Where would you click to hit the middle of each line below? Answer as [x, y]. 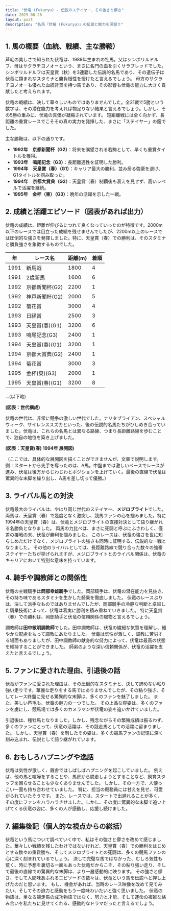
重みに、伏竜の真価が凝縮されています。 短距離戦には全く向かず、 [91, 115]
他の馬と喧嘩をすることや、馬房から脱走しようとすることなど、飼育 [86, 777]
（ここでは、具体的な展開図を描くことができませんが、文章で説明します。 [83, 459]
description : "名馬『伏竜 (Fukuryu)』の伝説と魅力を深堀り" [64, 24]
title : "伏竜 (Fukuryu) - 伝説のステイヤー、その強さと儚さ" [65, 10]
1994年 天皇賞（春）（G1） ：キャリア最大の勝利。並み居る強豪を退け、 [88, 169]
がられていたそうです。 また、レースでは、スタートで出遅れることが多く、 [84, 796]
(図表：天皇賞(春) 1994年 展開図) [40, 448]
